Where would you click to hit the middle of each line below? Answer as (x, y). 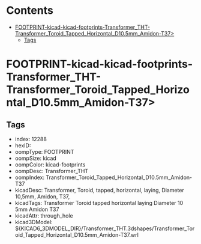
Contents (30, 11)
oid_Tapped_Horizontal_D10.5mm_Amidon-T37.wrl (77, 234)
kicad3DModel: (34, 222)
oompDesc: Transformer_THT (52, 171)
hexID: (23, 145)
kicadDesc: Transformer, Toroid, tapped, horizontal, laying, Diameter (99, 190)
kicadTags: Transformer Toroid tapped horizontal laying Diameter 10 (99, 203)
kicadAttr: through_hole (44, 215)
